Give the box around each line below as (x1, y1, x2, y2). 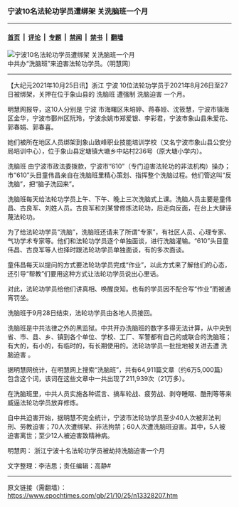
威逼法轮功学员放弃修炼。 (7, 398, 83, 407)
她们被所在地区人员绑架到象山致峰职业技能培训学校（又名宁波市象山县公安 (7, 137, 225, 146)
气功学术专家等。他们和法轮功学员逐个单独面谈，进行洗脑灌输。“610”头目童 (7, 236, 229, 245)
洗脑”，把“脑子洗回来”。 (7, 179, 78, 188)
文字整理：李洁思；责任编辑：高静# (7, 461, 112, 470)
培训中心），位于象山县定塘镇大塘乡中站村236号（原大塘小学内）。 (13, 146, 206, 155)
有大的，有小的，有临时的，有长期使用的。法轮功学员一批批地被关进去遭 (7, 341, 219, 350)
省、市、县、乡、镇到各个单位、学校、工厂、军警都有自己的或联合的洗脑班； (7, 332, 232, 341)
